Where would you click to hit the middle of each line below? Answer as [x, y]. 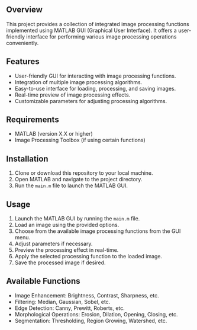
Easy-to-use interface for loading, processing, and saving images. [95, 88]
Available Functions [43, 281]
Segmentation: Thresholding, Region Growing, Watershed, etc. [91, 321]
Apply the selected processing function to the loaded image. [88, 257]
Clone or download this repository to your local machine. [84, 173]
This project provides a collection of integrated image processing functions [98, 24]
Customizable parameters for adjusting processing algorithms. [91, 101]
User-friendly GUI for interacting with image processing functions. [95, 76]
